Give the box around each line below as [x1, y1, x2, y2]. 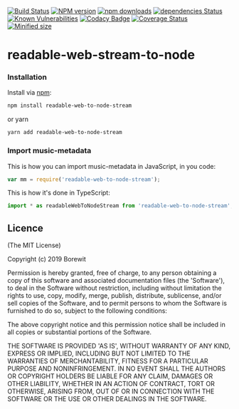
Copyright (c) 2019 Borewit [7, 255, 87, 264]
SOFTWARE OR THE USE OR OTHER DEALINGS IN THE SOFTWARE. [7, 395, 207, 403]
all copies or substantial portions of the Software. [7, 328, 152, 336]
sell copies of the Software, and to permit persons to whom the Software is [7, 299, 228, 308]
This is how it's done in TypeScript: [7, 189, 110, 197]
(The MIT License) [7, 241, 62, 249]
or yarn [7, 115, 29, 124]
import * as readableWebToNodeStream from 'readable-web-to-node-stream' [7, 202, 231, 209]
